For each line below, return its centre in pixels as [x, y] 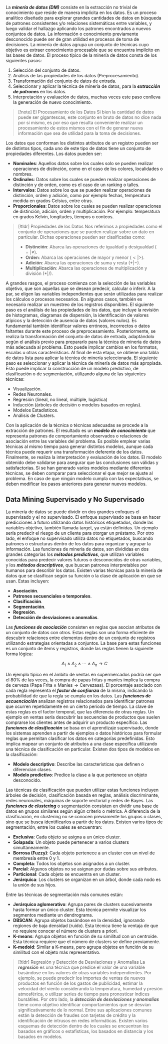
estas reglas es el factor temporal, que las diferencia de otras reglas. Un [80, 711]
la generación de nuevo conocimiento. [52, 102]
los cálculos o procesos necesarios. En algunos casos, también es [74, 299]
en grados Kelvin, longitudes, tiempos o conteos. [63, 217]
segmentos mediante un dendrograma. [53, 915]
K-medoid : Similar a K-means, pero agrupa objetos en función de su [83, 947]
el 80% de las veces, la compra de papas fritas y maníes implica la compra [83, 680]
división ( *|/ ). [39, 273]
